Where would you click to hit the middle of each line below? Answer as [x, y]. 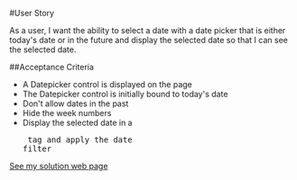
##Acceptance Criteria [52, 67]
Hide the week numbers [67, 113]
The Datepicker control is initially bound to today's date [125, 94]
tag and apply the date [80, 140]
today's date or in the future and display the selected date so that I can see [149, 40]
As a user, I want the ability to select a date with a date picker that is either [148, 30]
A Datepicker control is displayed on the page [107, 84]
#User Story [32, 13]
